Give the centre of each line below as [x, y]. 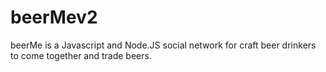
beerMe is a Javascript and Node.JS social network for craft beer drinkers [163, 45]
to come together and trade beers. [81, 55]
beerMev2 [54, 17]
